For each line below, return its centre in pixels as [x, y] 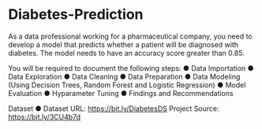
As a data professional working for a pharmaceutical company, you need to [130, 36]
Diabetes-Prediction [76, 15]
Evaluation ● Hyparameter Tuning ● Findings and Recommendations [121, 93]
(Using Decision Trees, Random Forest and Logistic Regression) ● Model [127, 85]
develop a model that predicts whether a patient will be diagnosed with [124, 44]
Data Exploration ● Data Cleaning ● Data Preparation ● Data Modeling [124, 76]
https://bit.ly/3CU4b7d [45, 116]
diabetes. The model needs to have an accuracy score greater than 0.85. [126, 53]
